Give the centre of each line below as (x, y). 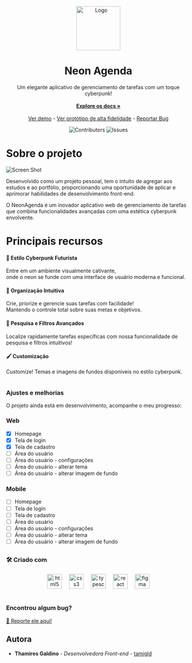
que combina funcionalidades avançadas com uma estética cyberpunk (91, 211)
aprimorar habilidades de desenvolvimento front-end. (71, 193)
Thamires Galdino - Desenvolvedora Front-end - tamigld (83, 653)
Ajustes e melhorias (35, 393)
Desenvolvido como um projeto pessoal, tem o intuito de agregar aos (89, 181)
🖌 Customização (28, 356)
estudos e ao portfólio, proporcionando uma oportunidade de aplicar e (91, 187)
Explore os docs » (98, 106)
